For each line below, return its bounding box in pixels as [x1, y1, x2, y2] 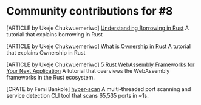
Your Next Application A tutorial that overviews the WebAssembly [6, 67, 170, 74]
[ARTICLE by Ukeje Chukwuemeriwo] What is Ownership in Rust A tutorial [6, 42, 191, 50]
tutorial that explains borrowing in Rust [6, 30, 103, 38]
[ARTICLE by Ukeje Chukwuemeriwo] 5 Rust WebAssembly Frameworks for [6, 61, 195, 68]
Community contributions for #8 [6, 4, 173, 18]
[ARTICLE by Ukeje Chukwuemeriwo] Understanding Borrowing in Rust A [6, 24, 189, 32]
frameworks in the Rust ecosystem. [6, 73, 95, 81]
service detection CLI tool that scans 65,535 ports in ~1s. [6, 92, 149, 99]
